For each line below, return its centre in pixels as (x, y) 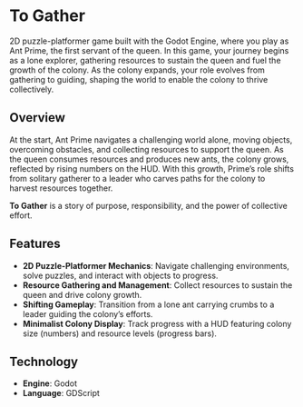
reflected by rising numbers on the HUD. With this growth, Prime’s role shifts (152, 168)
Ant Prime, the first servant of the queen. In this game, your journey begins (149, 50)
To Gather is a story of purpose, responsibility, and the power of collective (148, 205)
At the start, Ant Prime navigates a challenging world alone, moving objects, (151, 139)
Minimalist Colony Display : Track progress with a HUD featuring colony (157, 323)
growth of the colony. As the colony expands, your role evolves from (137, 70)
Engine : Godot (50, 383)
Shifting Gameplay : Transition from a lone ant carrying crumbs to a (148, 304)
